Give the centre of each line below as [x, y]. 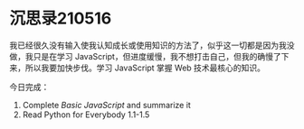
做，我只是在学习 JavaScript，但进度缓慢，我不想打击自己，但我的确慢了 [146, 56]
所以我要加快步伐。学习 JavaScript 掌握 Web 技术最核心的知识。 [145, 68]
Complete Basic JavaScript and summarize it [107, 105]
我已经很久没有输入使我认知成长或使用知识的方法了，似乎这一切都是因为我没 [152, 45]
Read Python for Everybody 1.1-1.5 [86, 115]
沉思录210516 [61, 18]
